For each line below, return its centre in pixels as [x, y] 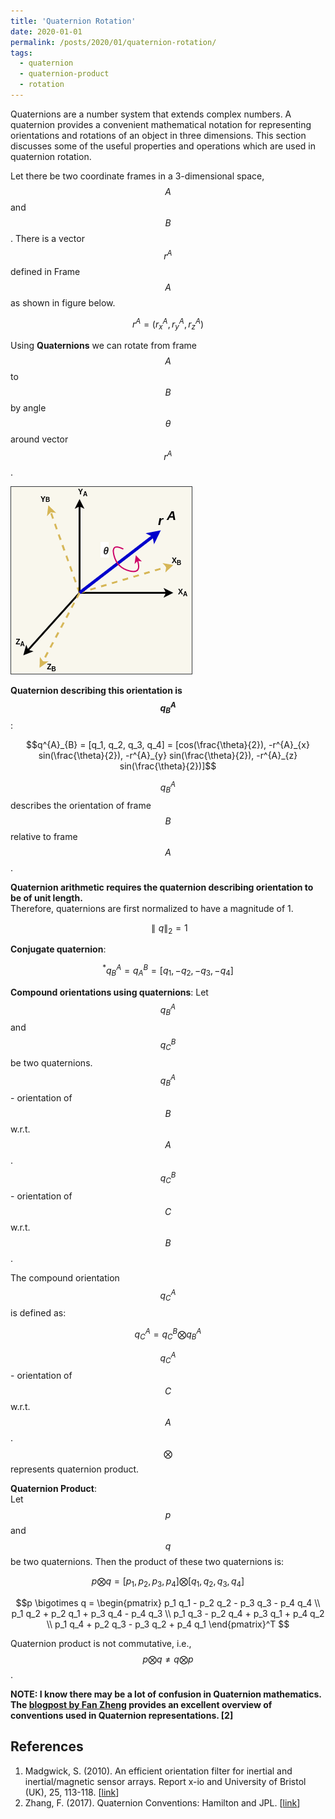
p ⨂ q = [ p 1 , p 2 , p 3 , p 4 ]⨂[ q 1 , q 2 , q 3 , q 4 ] [168, 1582]
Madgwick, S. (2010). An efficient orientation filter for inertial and [158, 1771]
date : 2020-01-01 [46, 31]
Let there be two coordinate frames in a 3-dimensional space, [137, 176]
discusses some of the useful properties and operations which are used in [163, 146]
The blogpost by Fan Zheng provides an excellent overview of [141, 1704]
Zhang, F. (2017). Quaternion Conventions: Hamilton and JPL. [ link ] [162, 1802]
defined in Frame [45, 271]
